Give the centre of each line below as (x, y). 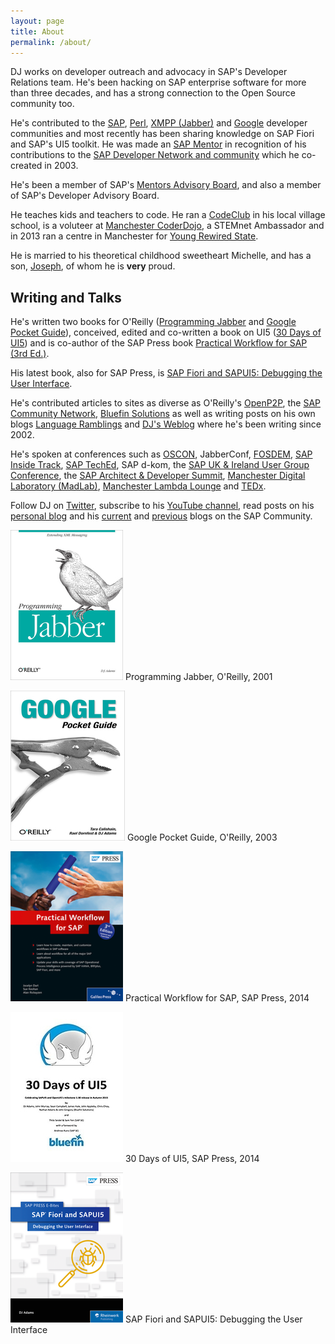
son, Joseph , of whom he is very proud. (93, 266)
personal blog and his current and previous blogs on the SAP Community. (161, 516)
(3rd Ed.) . (30, 354)
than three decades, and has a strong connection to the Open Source (153, 93)
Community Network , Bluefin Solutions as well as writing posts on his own (163, 414)
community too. (42, 104)
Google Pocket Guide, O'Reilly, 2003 (202, 837)
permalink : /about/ (51, 42)
